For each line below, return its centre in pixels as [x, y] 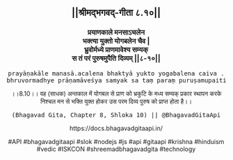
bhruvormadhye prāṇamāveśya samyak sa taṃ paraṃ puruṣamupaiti [116, 80]
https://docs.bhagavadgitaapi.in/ [116, 128]
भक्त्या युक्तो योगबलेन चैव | [116, 41]
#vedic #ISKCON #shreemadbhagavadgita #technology [116, 149]
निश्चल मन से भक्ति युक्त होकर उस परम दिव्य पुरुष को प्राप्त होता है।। [116, 101]
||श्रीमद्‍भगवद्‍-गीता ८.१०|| [116, 13]
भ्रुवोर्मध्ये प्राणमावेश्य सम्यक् [116, 50]
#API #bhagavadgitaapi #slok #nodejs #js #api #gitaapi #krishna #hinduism [116, 141]
